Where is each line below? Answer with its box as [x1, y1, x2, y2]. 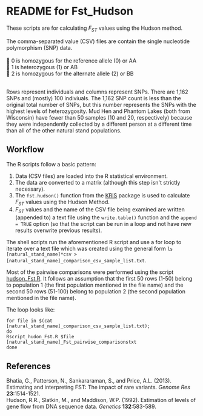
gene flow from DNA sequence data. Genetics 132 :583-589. [6, 403, 156, 410]
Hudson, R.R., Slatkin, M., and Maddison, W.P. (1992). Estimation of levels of [6, 396, 196, 403]
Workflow [6, 145, 44, 155]
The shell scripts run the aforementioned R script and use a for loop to [6, 239, 182, 246]
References [6, 361, 51, 371]
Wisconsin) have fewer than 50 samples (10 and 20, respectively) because [6, 114, 193, 121]
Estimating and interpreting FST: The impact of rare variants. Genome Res [6, 383, 191, 390]
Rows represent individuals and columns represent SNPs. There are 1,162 [6, 88, 189, 95]
